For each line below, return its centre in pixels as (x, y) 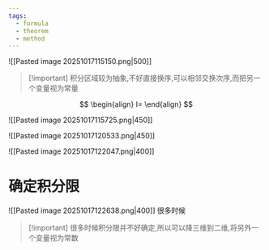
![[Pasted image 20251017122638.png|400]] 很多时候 (97, 210)
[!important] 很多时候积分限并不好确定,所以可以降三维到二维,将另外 (140, 228)
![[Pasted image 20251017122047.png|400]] (81, 151)
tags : (17, 16)
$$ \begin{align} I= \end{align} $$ (136, 104)
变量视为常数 (57, 238)
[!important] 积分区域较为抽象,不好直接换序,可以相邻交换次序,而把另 (141, 78)
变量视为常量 (57, 88)
